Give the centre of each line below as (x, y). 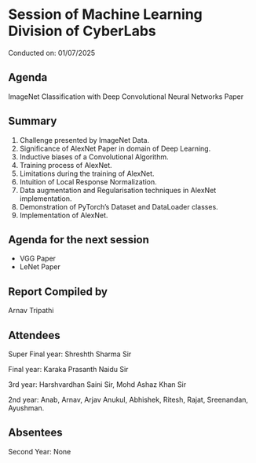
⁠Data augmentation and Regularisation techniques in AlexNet (118, 190)
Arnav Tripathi (31, 311)
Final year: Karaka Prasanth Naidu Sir (68, 369)
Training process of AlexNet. (66, 165)
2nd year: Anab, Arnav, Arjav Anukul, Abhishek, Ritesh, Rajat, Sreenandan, (128, 399)
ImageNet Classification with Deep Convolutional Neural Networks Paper (126, 97)
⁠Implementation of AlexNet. (64, 215)
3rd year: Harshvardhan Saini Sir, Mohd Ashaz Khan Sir (97, 385)
